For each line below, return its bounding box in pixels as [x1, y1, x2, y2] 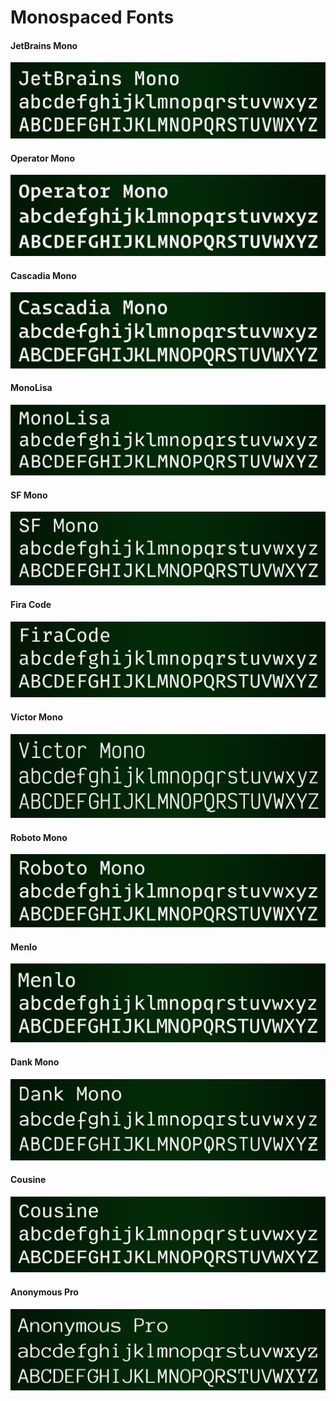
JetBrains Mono [10, 39, 78, 51]
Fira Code [10, 599, 52, 611]
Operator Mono [10, 152, 76, 164]
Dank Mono [10, 1056, 60, 1068]
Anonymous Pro [10, 1286, 79, 1298]
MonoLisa [10, 382, 53, 394]
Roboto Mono [10, 831, 68, 843]
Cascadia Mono [10, 269, 77, 281]
